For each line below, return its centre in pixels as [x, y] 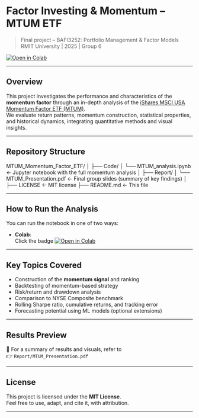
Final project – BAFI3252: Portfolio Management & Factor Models [99, 40]
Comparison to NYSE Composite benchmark [69, 298]
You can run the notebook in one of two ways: [62, 223]
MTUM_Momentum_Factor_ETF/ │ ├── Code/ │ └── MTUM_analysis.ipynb [99, 166]
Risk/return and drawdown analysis [58, 292]
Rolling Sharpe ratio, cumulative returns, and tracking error [86, 305]
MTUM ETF [34, 23]
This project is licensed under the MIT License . [64, 396]
